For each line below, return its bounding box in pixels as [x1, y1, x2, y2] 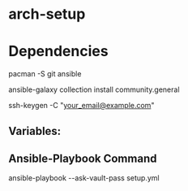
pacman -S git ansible [8, 69, 82, 79]
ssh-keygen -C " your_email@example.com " [8, 101, 155, 111]
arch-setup [8, 5, 86, 24]
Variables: [8, 124, 62, 138]
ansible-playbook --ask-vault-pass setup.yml [8, 173, 160, 183]
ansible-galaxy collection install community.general [8, 85, 180, 94]
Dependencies [8, 42, 109, 61]
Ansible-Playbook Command [8, 151, 157, 165]
